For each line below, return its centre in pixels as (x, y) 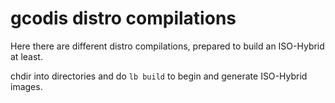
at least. (26, 56)
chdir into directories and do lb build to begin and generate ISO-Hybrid (159, 76)
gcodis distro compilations (123, 18)
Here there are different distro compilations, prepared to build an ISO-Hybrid (167, 46)
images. (26, 86)
